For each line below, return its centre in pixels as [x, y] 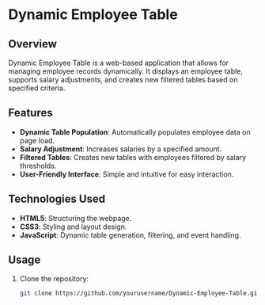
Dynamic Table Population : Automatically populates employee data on [135, 132]
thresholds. [38, 166]
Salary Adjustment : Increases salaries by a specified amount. [121, 149]
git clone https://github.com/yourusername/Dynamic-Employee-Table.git [140, 294]
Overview [33, 44]
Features [30, 113]
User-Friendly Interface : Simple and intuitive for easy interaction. [127, 174]
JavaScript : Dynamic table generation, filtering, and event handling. [130, 234]
